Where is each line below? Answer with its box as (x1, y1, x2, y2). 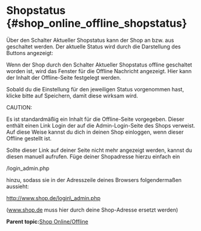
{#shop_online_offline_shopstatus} (6, 16, 188, 30)
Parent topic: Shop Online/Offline (6, 218, 89, 225)
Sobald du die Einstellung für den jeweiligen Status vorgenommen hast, (6, 85, 185, 93)
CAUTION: (6, 103, 32, 111)
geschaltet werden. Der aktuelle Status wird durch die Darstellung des (6, 43, 181, 50)
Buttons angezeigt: (6, 49, 53, 56)
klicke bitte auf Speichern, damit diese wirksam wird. (6, 92, 138, 99)
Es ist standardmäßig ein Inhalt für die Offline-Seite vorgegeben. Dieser (6, 115, 185, 123)
